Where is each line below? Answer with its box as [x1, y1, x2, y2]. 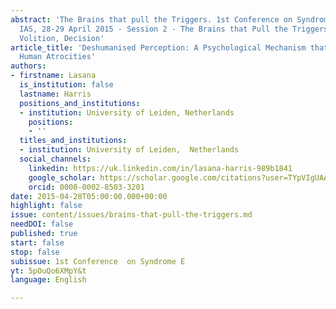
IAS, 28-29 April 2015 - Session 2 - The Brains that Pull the [19, 24, 288, 34]
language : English [10, 275, 87, 285]
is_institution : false [19, 80, 114, 90]
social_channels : [19, 154, 92, 164]
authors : [10, 61, 47, 71]
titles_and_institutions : [19, 136, 128, 146]
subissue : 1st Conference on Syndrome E [10, 256, 186, 266]
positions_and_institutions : [19, 98, 141, 108]
